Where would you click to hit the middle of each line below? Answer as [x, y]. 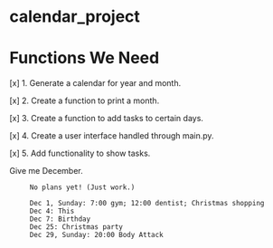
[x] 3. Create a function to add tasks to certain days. [106, 119]
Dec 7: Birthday [60, 219]
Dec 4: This [52, 211]
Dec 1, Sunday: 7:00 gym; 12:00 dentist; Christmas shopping [147, 204]
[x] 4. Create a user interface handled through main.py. [112, 136]
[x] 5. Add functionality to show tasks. [80, 153]
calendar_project [75, 17]
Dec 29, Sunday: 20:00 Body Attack [97, 235]
